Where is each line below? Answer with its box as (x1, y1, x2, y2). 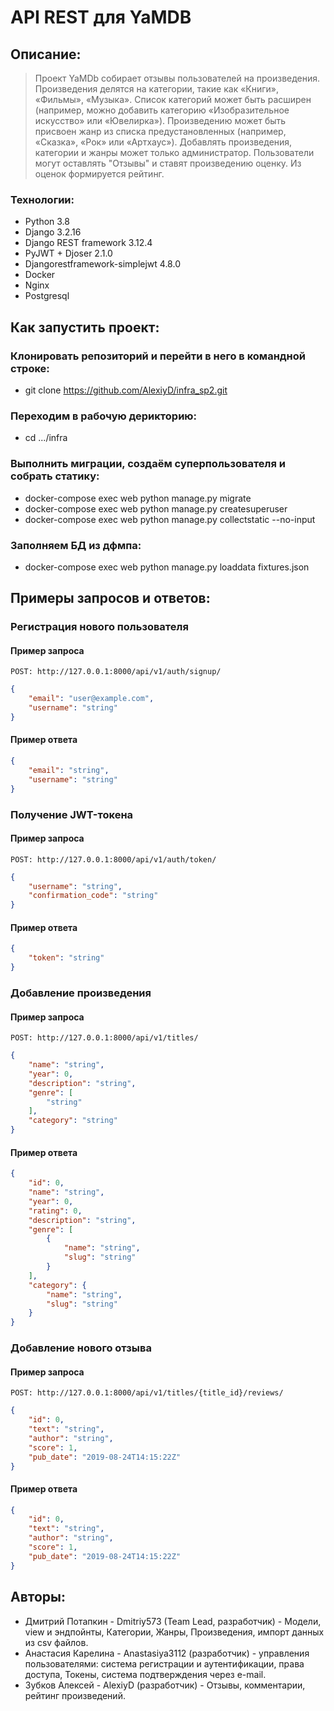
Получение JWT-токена (10, 807, 134, 821)
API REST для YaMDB (10, 6, 192, 29)
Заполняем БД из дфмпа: (10, 538, 142, 552)
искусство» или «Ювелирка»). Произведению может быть (34, 115, 287, 126)
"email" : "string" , (28, 765, 110, 775)
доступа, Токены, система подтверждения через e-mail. (24, 1668, 267, 1680)
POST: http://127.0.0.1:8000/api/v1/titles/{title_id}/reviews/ (10, 1388, 284, 1398)
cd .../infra (24, 432, 68, 444)
